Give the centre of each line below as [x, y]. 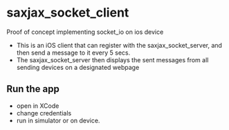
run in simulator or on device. [58, 120]
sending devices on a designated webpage [78, 67]
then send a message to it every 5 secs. [73, 53]
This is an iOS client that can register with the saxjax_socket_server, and [119, 45]
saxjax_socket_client [68, 13]
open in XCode [38, 106]
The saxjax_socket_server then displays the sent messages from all [112, 59]
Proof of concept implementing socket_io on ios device [85, 32]
